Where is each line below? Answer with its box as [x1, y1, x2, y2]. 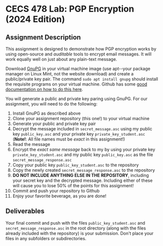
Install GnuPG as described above [12, 110, 81, 116]
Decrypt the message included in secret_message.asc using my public [12, 126, 153, 132]
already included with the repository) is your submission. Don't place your [5, 230, 154, 236]
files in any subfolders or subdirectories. [5, 235, 87, 241]
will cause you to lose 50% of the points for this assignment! [12, 183, 134, 188]
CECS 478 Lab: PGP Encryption [5, 3, 134, 15]
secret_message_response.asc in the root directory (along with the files [5, 225, 146, 231]
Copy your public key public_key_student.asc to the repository [12, 162, 139, 168]
